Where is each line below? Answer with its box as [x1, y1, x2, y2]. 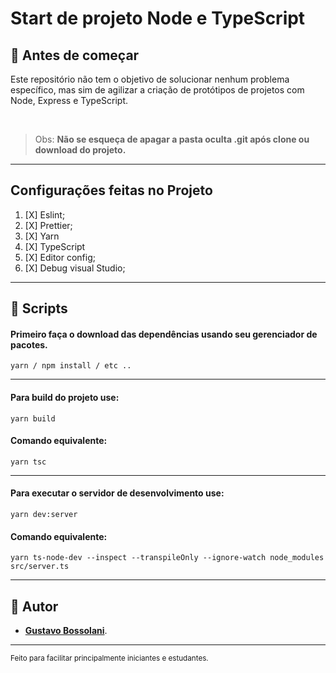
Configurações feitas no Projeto [10, 182, 213, 199]
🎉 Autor [10, 598, 59, 615]
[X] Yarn [24, 230, 60, 242]
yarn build [10, 413, 56, 424]
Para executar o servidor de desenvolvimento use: [10, 487, 225, 499]
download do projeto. [34, 144, 127, 156]
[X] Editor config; [24, 251, 96, 263]
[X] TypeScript [24, 240, 86, 252]
